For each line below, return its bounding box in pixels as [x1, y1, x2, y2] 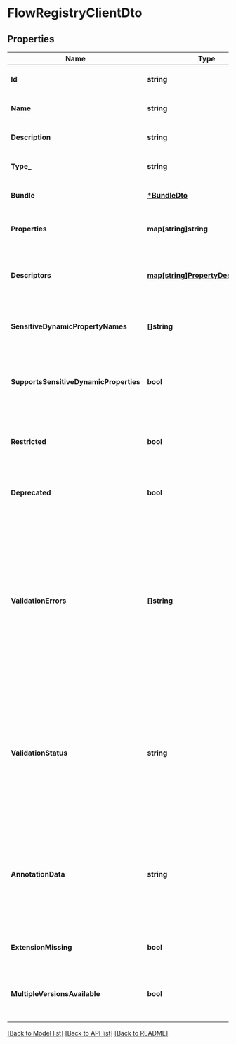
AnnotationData [11, 870, 65, 879]
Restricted [11, 437, 47, 446]
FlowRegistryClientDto [7, 5, 143, 21]
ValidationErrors [11, 596, 67, 606]
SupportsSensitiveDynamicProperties [11, 377, 140, 386]
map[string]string [147, 224, 209, 234]
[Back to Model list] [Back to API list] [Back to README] [7, 1029, 169, 1037]
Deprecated [11, 488, 51, 497]
